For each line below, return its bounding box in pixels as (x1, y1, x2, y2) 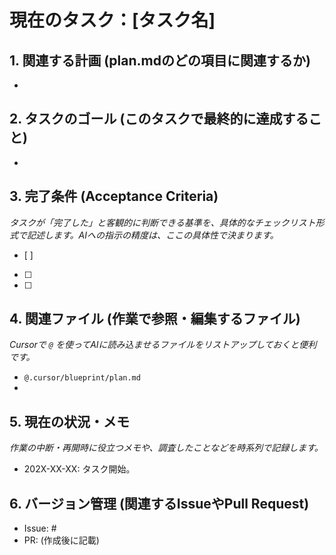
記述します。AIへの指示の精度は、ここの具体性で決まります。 (26, 229, 279, 241)
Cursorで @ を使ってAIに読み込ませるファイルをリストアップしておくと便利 (9, 339, 317, 351)
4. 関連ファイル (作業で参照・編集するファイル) (9, 311, 301, 328)
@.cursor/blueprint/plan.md (23, 373, 141, 383)
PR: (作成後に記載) (23, 534, 100, 546)
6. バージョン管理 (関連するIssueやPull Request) (9, 495, 310, 512)
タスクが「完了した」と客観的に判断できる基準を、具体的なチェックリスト (9, 216, 316, 228)
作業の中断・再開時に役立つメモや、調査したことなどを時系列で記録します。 (9, 442, 324, 454)
